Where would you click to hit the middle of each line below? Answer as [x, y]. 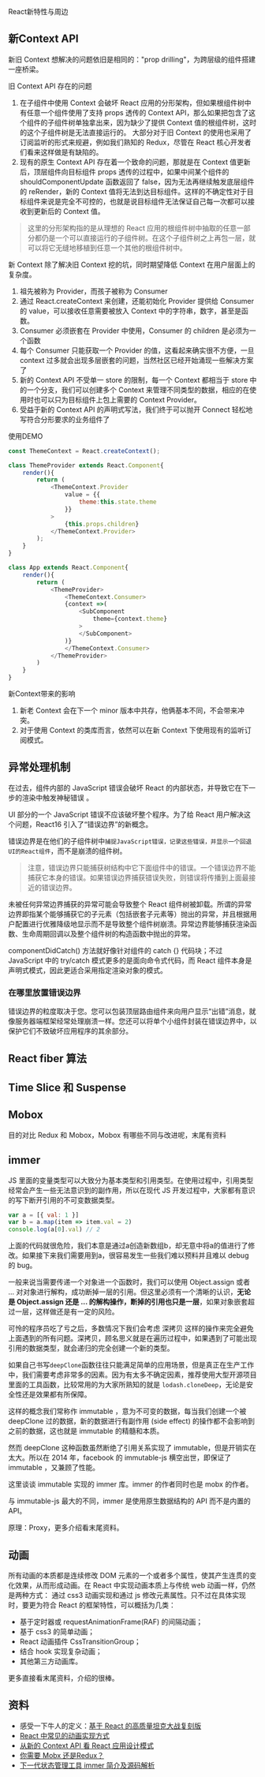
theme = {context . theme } [130, 619]
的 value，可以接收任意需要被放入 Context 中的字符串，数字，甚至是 [131, 311]
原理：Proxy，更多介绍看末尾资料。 [66, 1528]
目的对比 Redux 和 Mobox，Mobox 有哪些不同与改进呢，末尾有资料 [117, 1135]
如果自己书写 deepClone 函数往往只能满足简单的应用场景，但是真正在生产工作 [131, 1365]
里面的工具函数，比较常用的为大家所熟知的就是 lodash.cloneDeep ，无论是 [127, 1385]
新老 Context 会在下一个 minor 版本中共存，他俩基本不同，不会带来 [129, 711]
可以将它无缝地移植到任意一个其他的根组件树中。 [107, 248]
